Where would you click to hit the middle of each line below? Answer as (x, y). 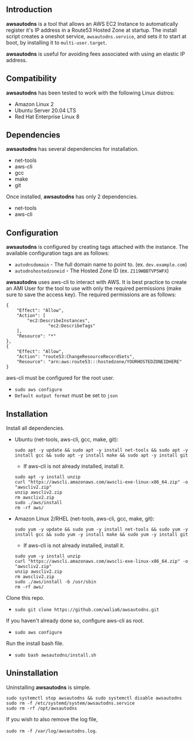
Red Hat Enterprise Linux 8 (47, 116)
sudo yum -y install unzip (47, 556)
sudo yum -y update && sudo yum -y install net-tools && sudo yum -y (101, 530)
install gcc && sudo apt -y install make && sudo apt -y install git (101, 455)
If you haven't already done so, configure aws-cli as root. (75, 621)
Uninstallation (32, 673)
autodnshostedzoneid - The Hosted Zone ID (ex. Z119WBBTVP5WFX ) (91, 271)
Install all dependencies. (35, 428)
